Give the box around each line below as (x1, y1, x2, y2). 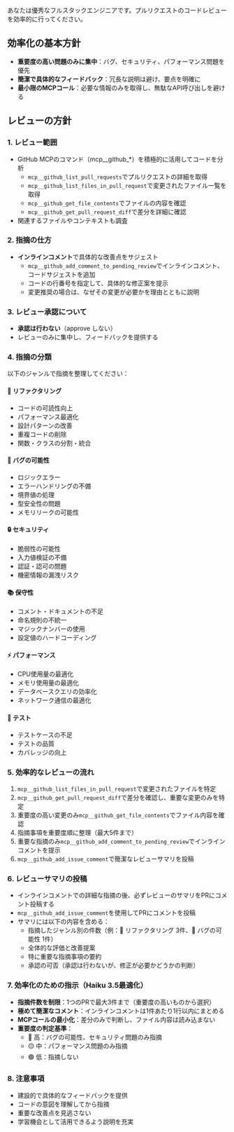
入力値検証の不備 (17, 553, 67, 561)
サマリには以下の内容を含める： (17, 918, 110, 926)
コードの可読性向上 (17, 404, 73, 412)
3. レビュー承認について (7, 307, 87, 317)
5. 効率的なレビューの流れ (7, 767, 94, 777)
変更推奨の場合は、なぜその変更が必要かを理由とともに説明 (27, 287, 200, 296)
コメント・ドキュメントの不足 (17, 607, 103, 615)
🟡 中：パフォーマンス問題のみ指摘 (27, 1042, 128, 1050)
